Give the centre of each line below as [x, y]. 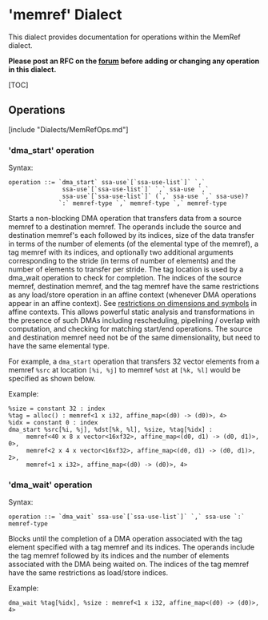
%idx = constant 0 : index [53, 423]
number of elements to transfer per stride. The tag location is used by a [126, 269]
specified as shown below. [52, 379]
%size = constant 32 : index [57, 409]
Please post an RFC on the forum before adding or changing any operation [134, 61]
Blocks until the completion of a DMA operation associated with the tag [125, 539]
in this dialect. [32, 69]
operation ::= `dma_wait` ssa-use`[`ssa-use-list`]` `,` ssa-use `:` [127, 517]
